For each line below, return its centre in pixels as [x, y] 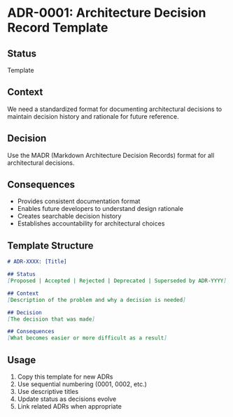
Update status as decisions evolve [67, 399]
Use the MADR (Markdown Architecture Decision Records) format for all [111, 155]
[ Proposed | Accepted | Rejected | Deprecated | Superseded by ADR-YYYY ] [117, 281]
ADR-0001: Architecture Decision [107, 13]
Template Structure [50, 246]
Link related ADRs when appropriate [70, 406]
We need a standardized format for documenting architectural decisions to [115, 109]
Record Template [58, 28]
